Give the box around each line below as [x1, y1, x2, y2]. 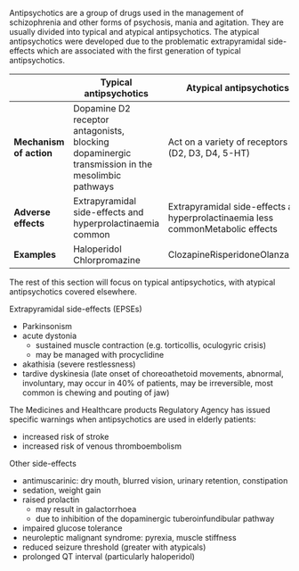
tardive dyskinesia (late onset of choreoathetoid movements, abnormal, [21, 368, 284, 378]
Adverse [13, 206, 51, 218]
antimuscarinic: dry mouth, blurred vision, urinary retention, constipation [21, 476, 288, 485]
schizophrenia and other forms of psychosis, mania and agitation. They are [9, 17, 285, 28]
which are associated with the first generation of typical [36, 46, 242, 56]
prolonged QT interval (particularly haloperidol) [21, 551, 196, 561]
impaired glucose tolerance [21, 523, 123, 534]
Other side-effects [9, 459, 77, 468]
